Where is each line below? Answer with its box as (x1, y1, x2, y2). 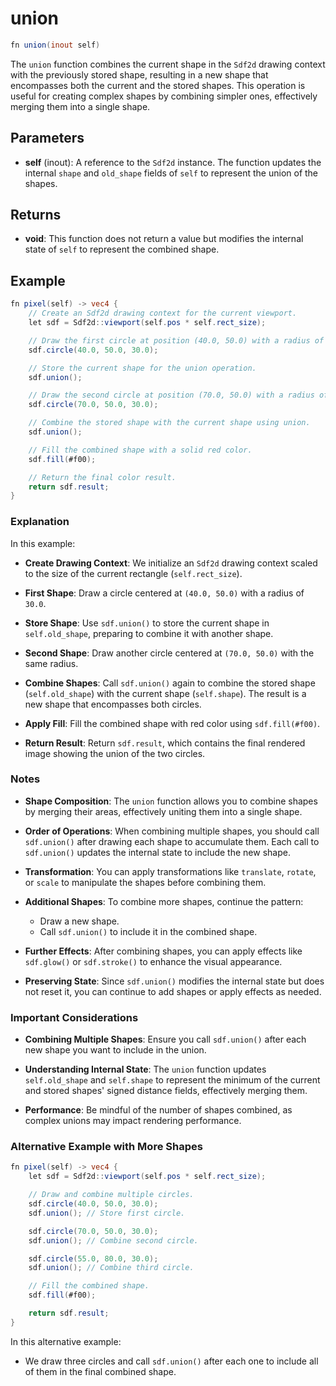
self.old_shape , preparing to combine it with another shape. (24, 627, 274, 639)
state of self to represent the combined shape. (24, 243, 220, 256)
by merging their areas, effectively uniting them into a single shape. (24, 805, 303, 817)
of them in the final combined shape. (24, 1365, 177, 1377)
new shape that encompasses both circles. (24, 698, 202, 710)
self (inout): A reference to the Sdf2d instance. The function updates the (24, 156, 322, 168)
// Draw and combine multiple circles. (28, 1190, 195, 1200)
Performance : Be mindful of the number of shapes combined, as (24, 1104, 293, 1116)
